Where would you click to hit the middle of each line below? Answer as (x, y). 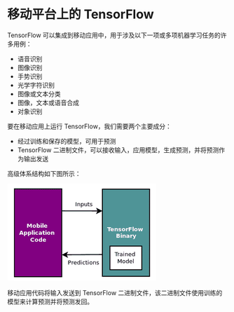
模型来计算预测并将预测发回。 (50, 301)
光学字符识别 (36, 85)
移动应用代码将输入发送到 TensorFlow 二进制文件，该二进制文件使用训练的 (115, 292)
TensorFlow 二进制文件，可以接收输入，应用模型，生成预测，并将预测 (118, 150)
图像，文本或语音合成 (48, 102)
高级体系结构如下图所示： (44, 173)
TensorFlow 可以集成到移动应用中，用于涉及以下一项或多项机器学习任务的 (114, 35)
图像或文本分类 (39, 94)
